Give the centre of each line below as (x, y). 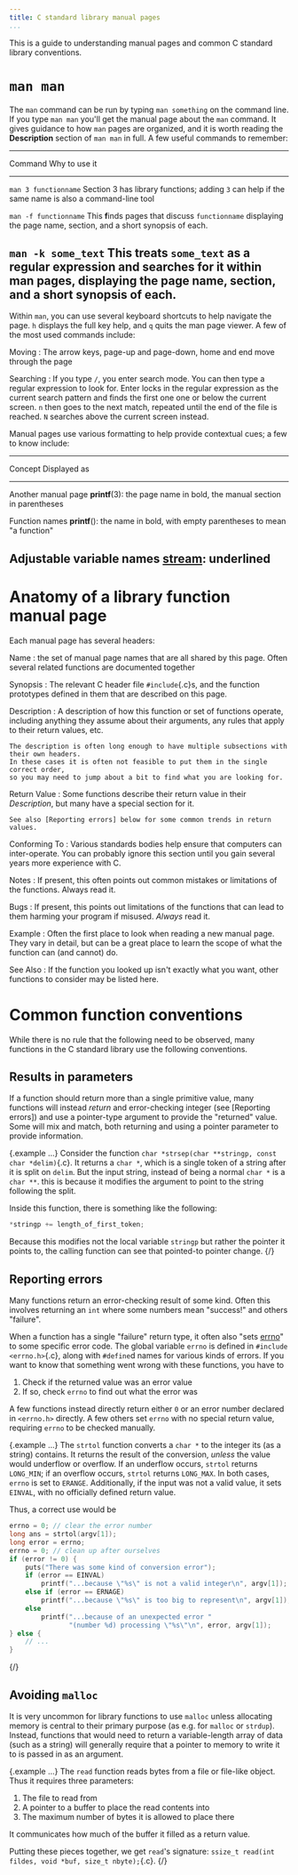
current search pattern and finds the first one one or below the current (138, 398)
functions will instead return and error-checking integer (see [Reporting (140, 1107)
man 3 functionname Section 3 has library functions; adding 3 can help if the (147, 189)
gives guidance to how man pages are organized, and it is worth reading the (146, 128)
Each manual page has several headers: (82, 640)
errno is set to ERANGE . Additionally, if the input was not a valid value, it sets (145, 1483)
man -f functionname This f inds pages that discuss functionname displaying (146, 215)
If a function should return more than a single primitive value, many (132, 1098)
